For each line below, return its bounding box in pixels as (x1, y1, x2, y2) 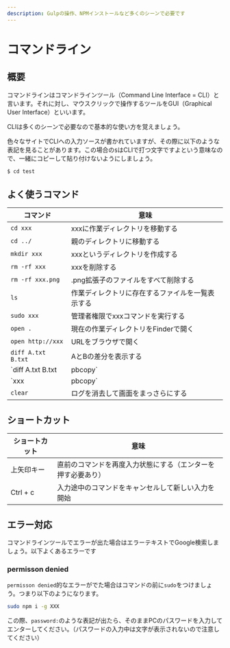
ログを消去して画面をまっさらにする (71, 389, 188, 398)
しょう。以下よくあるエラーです (7, 546, 97, 555)
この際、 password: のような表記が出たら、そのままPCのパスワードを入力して (7, 616, 223, 625)
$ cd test (7, 167, 36, 175)
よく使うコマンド (7, 188, 79, 200)
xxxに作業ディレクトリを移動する (71, 224, 178, 233)
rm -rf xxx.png (10, 276, 60, 283)
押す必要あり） (57, 470, 105, 480)
